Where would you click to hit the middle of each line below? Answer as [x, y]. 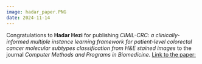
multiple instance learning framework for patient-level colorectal [111, 41]
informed [18, 41]
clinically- [168, 35]
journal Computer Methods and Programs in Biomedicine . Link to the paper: [101, 54]
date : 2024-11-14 [28, 18]
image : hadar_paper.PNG [37, 12]
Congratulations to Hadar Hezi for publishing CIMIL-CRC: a [80, 35]
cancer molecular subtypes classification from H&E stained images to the [99, 48]
